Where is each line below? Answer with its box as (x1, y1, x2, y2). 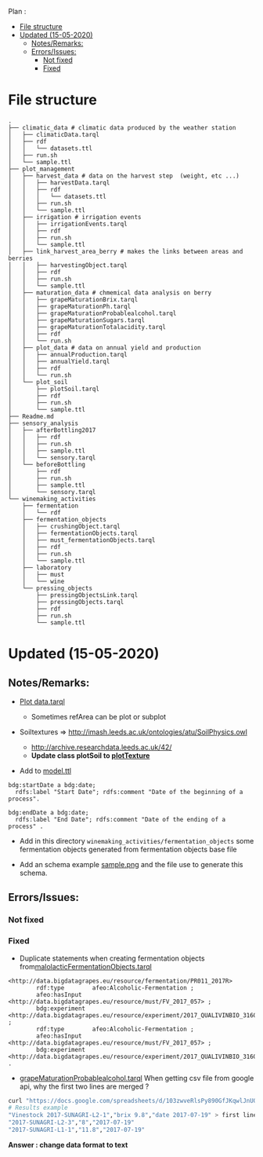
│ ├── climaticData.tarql (8, 130, 100, 138)
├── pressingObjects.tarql (36, 598, 124, 606)
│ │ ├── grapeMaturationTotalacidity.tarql (8, 323, 167, 331)
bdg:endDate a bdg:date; (8, 808, 89, 816)
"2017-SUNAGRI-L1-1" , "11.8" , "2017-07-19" (8, 1126, 146, 1134)
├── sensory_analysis (8, 419, 79, 427)
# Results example (8, 1104, 68, 1112)
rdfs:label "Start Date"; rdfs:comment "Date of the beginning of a (15, 788, 243, 796)
